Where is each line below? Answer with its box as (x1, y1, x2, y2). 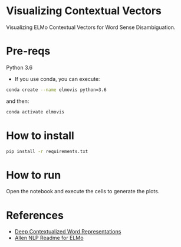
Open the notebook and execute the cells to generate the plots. (6, 188, 160, 195)
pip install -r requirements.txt (6, 148, 88, 154)
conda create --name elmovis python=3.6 (6, 87, 107, 93)
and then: (6, 97, 29, 105)
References (6, 209, 64, 222)
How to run (6, 168, 61, 181)
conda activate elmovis (6, 109, 65, 115)
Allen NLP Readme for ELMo (14, 235, 84, 242)
